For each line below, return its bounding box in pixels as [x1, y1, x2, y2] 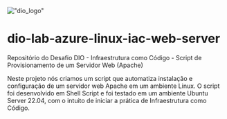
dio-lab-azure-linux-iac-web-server [7, 31, 220, 46]
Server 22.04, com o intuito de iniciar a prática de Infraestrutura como [7, 96, 207, 104]
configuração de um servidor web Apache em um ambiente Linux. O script [7, 82, 220, 90]
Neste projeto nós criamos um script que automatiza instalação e [7, 74, 193, 82]
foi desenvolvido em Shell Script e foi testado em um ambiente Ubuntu [7, 89, 209, 97]
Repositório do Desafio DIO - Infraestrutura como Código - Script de [7, 53, 202, 62]
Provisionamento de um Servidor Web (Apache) [7, 61, 143, 69]
